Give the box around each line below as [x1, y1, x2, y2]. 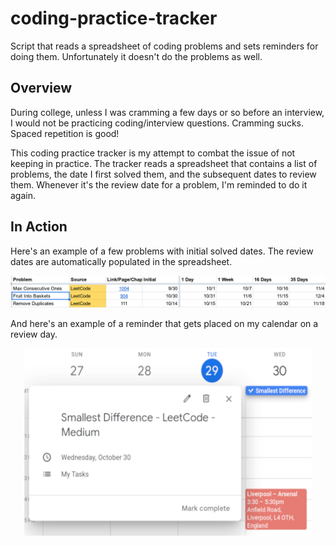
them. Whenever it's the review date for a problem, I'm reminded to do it [10, 178, 308, 191]
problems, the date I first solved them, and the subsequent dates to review [10, 168, 317, 180]
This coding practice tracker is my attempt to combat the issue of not [10, 147, 296, 159]
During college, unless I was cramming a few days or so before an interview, [10, 106, 325, 118]
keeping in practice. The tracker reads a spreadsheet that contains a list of [10, 157, 318, 169]
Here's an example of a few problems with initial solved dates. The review [10, 245, 314, 257]
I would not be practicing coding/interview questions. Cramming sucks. [10, 117, 305, 129]
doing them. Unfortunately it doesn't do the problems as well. [10, 50, 263, 62]
